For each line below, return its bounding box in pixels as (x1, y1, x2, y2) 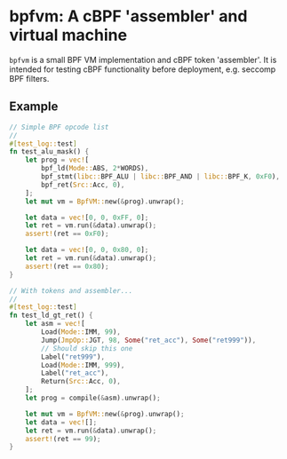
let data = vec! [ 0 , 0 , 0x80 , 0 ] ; (25, 246, 149, 255)
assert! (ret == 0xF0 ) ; (25, 229, 109, 239)
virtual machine (9, 25, 127, 45)
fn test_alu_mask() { (9, 147, 90, 156)
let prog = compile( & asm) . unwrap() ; (25, 393, 162, 402)
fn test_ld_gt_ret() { (9, 311, 93, 321)
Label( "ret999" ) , (41, 352, 105, 361)
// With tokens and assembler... (9, 286, 133, 295)
